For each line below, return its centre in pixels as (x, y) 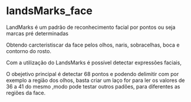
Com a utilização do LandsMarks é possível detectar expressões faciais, (94, 62)
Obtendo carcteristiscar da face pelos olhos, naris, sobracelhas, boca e (93, 45)
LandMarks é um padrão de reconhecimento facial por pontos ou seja (91, 27)
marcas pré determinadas (37, 33)
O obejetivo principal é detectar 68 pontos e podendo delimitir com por (93, 74)
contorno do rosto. (29, 51)
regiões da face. (26, 93)
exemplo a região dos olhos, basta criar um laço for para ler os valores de (95, 80)
